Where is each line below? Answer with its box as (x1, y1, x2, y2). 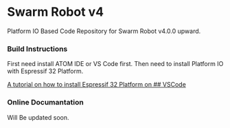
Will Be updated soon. (7, 113, 70, 121)
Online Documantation (7, 98, 84, 107)
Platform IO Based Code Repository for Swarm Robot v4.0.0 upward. (7, 27, 201, 35)
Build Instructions (7, 44, 68, 54)
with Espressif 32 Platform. (7, 67, 84, 76)
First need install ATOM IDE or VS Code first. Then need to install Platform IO (7, 60, 224, 68)
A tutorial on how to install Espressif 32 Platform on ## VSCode (7, 81, 187, 89)
